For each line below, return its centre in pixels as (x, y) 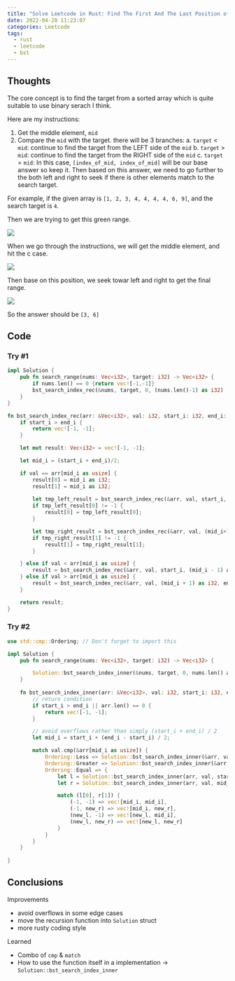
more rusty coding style (52, 928)
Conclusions (35, 883)
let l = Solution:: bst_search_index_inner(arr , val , (136, 777)
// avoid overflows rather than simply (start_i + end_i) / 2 (125, 731)
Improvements (28, 899)
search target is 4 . (33, 206)
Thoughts (29, 81)
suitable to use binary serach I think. (59, 105)
